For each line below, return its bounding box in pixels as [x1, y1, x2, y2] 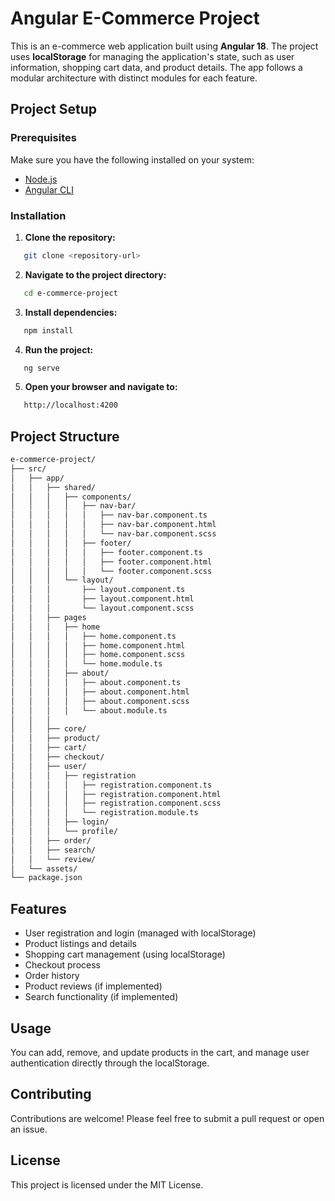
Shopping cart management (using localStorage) [24, 948, 226, 961]
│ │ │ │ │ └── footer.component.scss [10, 566, 213, 576]
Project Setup [10, 101, 98, 118]
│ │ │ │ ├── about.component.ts [10, 678, 182, 688]
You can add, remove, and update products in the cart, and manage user [10, 1046, 310, 1058]
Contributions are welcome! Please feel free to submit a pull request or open [10, 1112, 325, 1124]
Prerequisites [10, 131, 77, 145]
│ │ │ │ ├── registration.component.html [10, 789, 222, 799]
